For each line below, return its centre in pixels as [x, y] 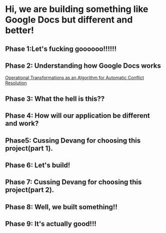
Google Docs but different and [69, 20]
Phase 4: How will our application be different [77, 116]
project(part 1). [29, 148]
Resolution [16, 83]
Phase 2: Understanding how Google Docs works [83, 66]
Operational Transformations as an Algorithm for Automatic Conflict [74, 78]
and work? [22, 123]
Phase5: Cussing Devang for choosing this [73, 140]
